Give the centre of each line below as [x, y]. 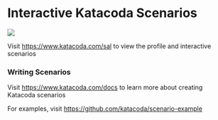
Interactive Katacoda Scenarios [102, 13]
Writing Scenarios [39, 72]
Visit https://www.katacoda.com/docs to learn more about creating [105, 87]
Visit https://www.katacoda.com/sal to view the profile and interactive [109, 46]
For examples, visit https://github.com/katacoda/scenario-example [105, 109]
